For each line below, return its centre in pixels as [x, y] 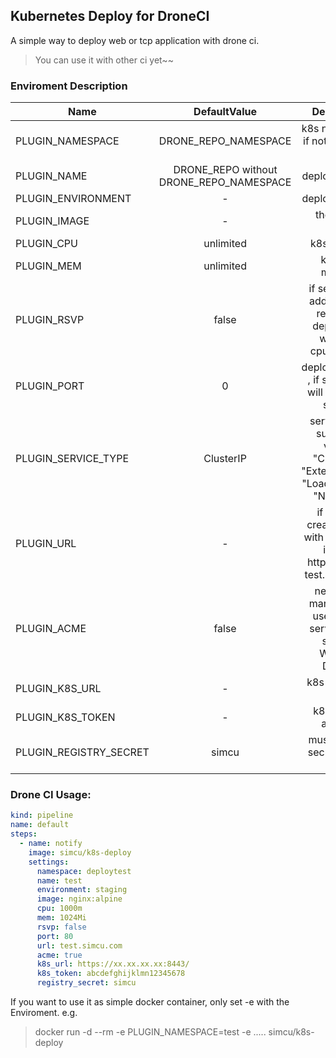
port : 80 [55, 936]
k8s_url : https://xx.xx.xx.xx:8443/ [113, 964]
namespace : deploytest [84, 871]
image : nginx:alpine [79, 899]
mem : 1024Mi [61, 918]
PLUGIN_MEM [48, 266]
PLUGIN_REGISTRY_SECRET [82, 752]
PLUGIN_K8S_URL [58, 689]
